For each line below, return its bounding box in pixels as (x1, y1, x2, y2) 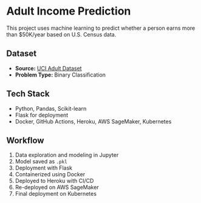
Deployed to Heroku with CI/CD (15, 177, 94, 185)
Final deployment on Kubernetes (15, 190, 97, 198)
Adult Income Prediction (6, 4, 131, 18)
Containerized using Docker (15, 171, 86, 178)
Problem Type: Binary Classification (15, 71, 106, 78)
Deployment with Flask (15, 164, 73, 171)
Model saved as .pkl (15, 158, 68, 165)
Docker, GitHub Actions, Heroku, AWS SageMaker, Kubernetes (15, 117, 172, 125)
